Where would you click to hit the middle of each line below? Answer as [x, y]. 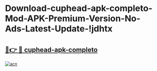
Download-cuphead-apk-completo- [79, 8]
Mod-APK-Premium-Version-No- [73, 18]
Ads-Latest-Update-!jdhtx [59, 29]
